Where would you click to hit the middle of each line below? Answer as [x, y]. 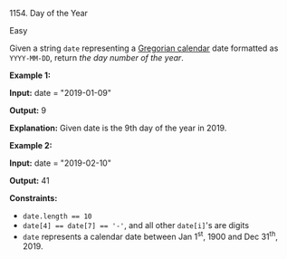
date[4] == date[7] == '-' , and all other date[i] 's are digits [136, 225]
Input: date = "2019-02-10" [60, 163]
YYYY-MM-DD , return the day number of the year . [96, 58]
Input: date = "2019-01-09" [60, 93]
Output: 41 [29, 181]
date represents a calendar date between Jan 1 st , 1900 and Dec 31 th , [150, 236]
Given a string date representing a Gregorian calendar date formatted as [144, 48]
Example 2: [31, 145]
